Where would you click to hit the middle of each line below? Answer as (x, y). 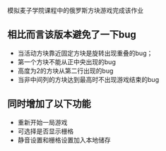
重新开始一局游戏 (42, 122)
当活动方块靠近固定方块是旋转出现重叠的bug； (85, 53)
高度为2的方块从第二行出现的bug (65, 71)
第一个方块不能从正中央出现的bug (67, 61)
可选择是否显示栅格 (46, 131)
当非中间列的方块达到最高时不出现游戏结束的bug (88, 79)
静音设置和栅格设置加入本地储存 (64, 140)
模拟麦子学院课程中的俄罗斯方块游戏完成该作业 (75, 10)
